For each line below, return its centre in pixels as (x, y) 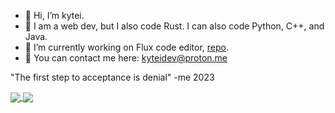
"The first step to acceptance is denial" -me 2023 (112, 77)
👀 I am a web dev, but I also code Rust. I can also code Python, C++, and (174, 26)
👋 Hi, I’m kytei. (54, 15)
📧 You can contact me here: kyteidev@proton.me (126, 58)
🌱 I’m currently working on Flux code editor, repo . (127, 47)
